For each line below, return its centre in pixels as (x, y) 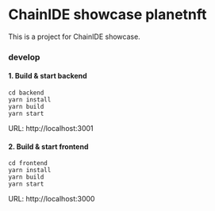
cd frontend (28, 163)
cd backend (26, 93)
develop (24, 57)
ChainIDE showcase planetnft (108, 15)
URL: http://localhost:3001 (51, 129)
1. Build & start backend (48, 76)
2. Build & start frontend (48, 146)
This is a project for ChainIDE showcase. (74, 36)
